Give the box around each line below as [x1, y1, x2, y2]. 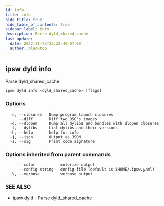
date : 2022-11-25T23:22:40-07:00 [10, 41, 81, 46]
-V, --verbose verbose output [10, 172, 93, 177]
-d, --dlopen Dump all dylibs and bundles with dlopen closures [10, 121, 159, 126]
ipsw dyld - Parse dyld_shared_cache [12, 195, 92, 201]
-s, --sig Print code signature [10, 139, 95, 144]
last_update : [5, 36, 33, 42]
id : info [5, 7, 24, 13]
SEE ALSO [5, 183, 31, 190]
